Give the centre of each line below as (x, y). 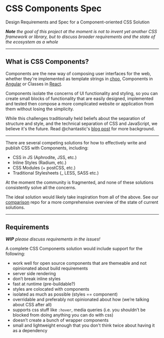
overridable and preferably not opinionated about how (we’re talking (81, 299)
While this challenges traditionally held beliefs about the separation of (75, 118)
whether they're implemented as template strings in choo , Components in (79, 79)
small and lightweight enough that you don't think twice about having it (84, 325)
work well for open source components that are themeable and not (80, 263)
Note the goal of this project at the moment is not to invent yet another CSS (81, 31)
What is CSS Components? (47, 62)
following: (15, 254)
